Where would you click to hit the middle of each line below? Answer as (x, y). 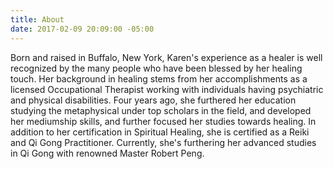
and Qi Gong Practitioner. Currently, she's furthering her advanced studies (163, 142)
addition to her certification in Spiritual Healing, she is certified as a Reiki (160, 132)
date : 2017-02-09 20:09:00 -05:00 (82, 29)
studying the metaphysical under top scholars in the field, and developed (161, 110)
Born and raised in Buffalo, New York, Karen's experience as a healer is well (166, 57)
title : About (37, 19)
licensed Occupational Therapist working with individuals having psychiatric (167, 89)
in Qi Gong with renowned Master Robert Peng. (107, 153)
